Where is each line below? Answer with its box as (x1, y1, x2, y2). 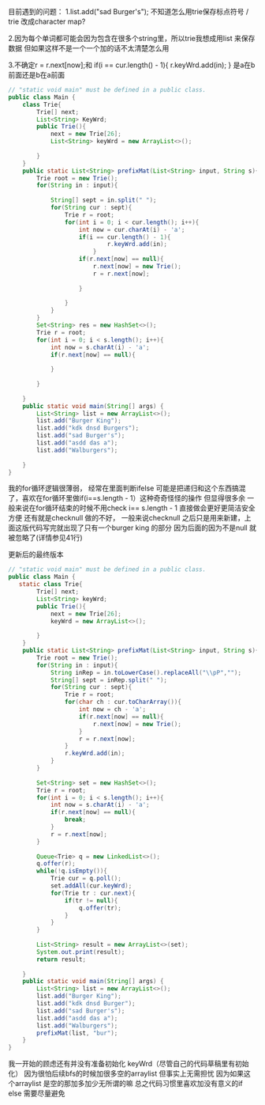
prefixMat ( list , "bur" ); (36, 1029, 118, 1037)
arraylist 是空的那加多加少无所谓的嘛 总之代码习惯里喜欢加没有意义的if (14, 1079, 243, 1088)
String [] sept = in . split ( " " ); (50, 196, 157, 204)
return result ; (36, 956, 87, 963)
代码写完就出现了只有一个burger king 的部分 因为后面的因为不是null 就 (28, 523, 256, 532)
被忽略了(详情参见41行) (8, 533, 83, 543)
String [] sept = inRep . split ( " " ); (50, 675, 168, 684)
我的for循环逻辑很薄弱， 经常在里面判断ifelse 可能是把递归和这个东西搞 (8, 483, 239, 493)
